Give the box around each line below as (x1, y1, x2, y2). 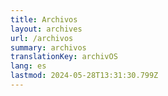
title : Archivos (10, 14, 78, 25)
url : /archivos (10, 33, 74, 43)
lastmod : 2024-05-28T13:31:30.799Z (10, 71, 159, 81)
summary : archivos (10, 42, 87, 53)
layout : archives (10, 24, 83, 34)
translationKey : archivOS (10, 52, 118, 62)
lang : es (10, 61, 47, 71)
